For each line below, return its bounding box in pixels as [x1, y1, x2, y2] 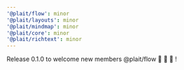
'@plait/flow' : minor [6, 10, 70, 17]
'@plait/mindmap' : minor [6, 23, 79, 30]
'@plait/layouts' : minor [6, 17, 79, 24]
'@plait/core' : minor [6, 29, 70, 37]
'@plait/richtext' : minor [6, 36, 82, 43]
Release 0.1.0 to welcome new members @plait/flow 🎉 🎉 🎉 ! [6, 55, 178, 63]
